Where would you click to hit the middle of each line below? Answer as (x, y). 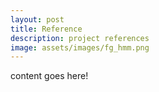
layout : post (37, 19)
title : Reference (46, 29)
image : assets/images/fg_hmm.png (80, 47)
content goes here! (49, 76)
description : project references (80, 38)
